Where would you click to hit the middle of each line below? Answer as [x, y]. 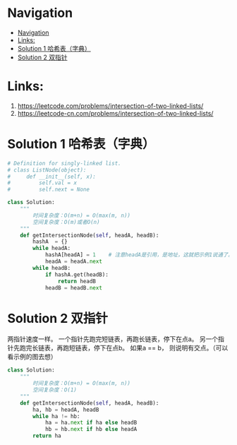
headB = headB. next [73, 287]
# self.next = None [49, 190]
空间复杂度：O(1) [55, 390]
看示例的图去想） [32, 357]
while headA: [52, 249]
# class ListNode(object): [47, 170]
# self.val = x [42, 183]
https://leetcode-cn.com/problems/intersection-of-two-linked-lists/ [115, 113]
